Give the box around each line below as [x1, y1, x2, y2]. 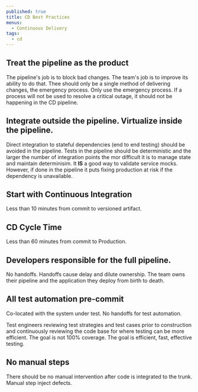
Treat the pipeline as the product [6, 58, 129, 68]
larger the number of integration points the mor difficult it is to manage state [6, 153, 191, 160]
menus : [6, 20, 22, 25]
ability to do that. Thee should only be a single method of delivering [6, 80, 171, 87]
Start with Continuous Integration [6, 190, 132, 200]
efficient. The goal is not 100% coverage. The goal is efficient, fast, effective [6, 333, 192, 341]
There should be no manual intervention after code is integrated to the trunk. [6, 373, 193, 380]
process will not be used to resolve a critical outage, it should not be [6, 92, 173, 99]
